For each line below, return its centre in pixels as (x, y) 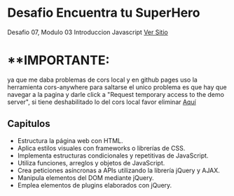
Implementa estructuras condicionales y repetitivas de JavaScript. (113, 156)
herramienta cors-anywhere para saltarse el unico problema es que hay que (117, 87)
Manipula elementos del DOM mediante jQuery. (85, 178)
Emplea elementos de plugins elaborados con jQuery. (95, 185)
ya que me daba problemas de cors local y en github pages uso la (102, 80)
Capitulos (29, 124)
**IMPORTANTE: (58, 60)
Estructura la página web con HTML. (70, 140)
